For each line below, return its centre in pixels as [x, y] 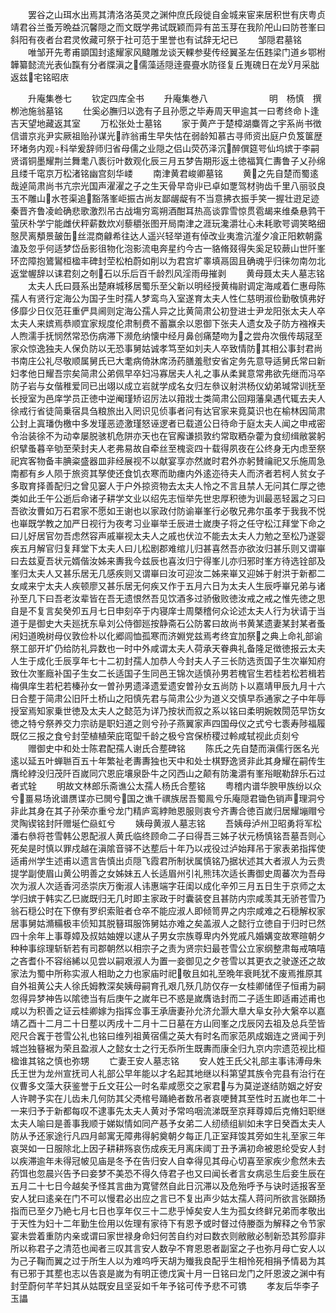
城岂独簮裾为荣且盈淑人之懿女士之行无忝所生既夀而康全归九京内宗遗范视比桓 [168, 1048]
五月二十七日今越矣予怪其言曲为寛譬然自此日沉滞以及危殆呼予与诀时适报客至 [168, 1186]
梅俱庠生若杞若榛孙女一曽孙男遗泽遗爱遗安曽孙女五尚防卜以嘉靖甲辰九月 [159, 686]
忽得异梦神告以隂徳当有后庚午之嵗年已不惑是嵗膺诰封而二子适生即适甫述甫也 [168, 998]
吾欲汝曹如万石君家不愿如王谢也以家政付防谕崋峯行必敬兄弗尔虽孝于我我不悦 [168, 511]
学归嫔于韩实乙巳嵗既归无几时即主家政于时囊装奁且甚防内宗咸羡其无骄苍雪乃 [168, 898]
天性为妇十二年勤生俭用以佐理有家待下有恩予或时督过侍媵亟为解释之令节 [167, 1223]
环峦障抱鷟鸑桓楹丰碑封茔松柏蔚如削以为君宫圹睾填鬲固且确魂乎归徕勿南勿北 [168, 261]
